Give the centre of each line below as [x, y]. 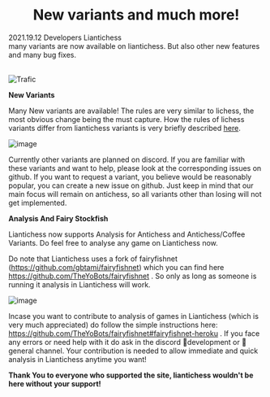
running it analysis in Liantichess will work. [80, 284]
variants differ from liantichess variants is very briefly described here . [124, 128]
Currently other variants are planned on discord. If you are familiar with [127, 159]
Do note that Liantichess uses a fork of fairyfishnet [93, 259]
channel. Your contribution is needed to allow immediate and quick [147, 351]
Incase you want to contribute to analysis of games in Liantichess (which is [134, 316]
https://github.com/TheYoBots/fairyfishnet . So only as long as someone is [133, 276]
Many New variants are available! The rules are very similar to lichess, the [131, 111]
